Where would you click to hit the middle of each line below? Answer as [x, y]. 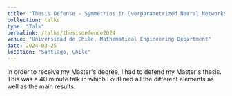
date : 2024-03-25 [32, 46]
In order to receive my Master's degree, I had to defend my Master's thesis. [115, 71]
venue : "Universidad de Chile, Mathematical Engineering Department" [109, 39]
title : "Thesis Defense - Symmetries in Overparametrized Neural [103, 13]
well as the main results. [41, 86]
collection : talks [33, 20]
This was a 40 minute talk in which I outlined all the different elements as [110, 79]
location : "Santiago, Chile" [49, 52]
